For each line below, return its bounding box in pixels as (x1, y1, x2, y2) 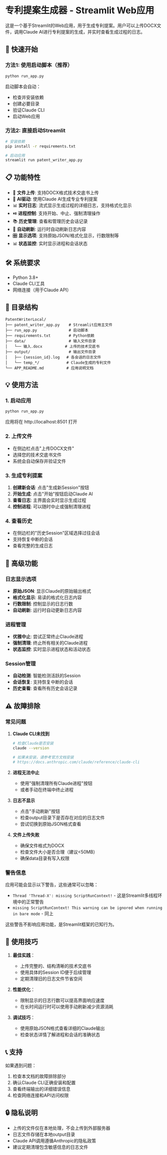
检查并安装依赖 (12, 94, 44, 100)
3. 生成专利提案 (5, 472, 43, 479)
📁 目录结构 (5, 303, 38, 312)
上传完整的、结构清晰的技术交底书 (20, 963, 92, 969)
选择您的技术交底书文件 (12, 451, 62, 458)
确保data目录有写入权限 (20, 855, 70, 861)
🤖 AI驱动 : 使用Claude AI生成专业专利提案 (12, 196, 98, 202)
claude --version (12, 746, 50, 751)
